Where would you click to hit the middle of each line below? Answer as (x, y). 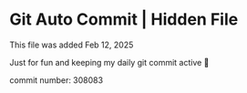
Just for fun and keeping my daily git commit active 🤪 (109, 62)
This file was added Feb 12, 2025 (72, 45)
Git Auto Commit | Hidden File (124, 20)
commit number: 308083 (56, 80)
